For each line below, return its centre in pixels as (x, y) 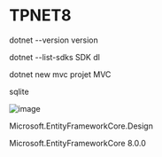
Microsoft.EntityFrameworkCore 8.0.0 (77, 143)
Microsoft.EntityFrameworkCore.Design (81, 126)
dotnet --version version (54, 40)
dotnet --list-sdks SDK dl (54, 57)
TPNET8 (41, 16)
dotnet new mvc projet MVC (60, 74)
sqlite (19, 91)
